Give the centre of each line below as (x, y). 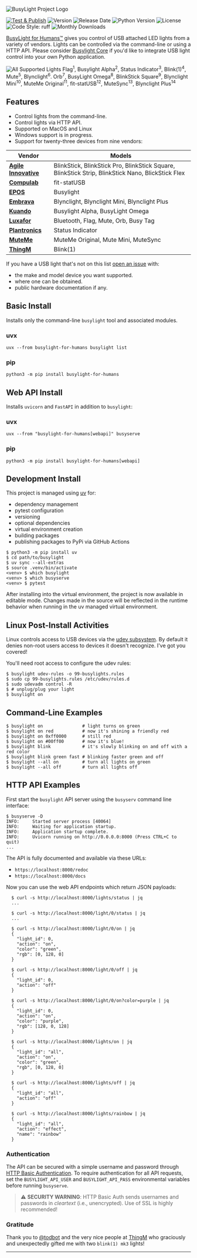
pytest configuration (39, 510)
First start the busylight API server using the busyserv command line (89, 799)
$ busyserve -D (25, 816)
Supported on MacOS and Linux (53, 129)
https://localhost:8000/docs (50, 876)
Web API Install (34, 393)
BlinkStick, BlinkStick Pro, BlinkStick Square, (114, 166)
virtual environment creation (49, 529)
